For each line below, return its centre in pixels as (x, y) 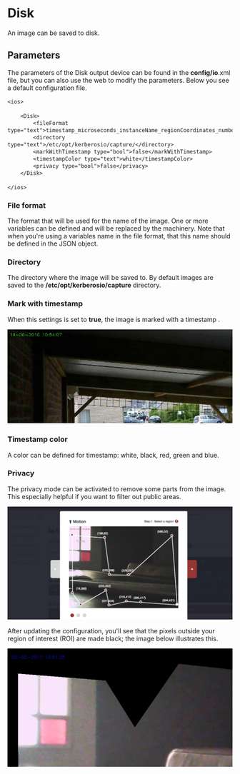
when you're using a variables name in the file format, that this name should (119, 236)
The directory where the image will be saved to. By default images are (110, 278)
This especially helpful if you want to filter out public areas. (94, 496)
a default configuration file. (47, 88)
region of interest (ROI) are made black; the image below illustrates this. (113, 639)
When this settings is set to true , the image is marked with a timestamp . (114, 319)
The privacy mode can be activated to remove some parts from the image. (117, 489)
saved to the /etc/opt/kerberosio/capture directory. (84, 285)
